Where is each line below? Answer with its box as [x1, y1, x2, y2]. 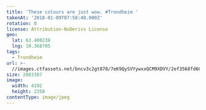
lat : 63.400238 [12, 37, 51, 43]
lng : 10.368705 [12, 43, 51, 50]
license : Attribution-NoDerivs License [6, 26, 109, 32]
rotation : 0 [6, 20, 37, 26]
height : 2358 [12, 89, 45, 95]
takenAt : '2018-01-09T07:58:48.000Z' [6, 15, 103, 21]
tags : [6, 49, 20, 55]
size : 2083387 [6, 71, 43, 78]
